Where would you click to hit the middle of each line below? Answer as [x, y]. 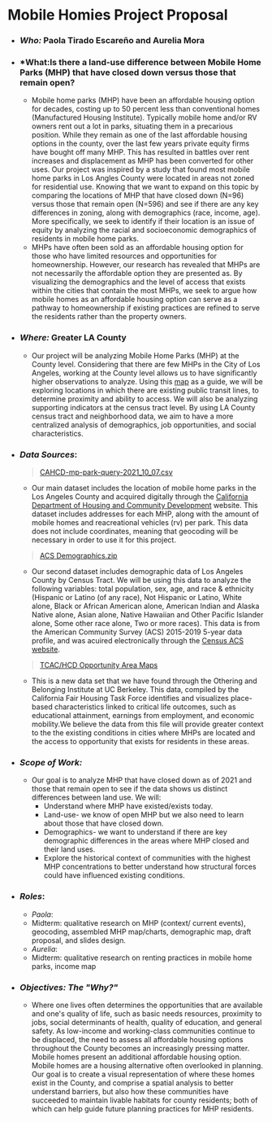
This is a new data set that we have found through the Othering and [144, 681]
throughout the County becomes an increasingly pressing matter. [140, 1048]
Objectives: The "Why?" [69, 987]
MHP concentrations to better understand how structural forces [150, 867]
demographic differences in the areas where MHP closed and [146, 841]
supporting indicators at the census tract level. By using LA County [143, 407]
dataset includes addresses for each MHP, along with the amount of [145, 514]
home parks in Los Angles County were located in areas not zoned [143, 178]
